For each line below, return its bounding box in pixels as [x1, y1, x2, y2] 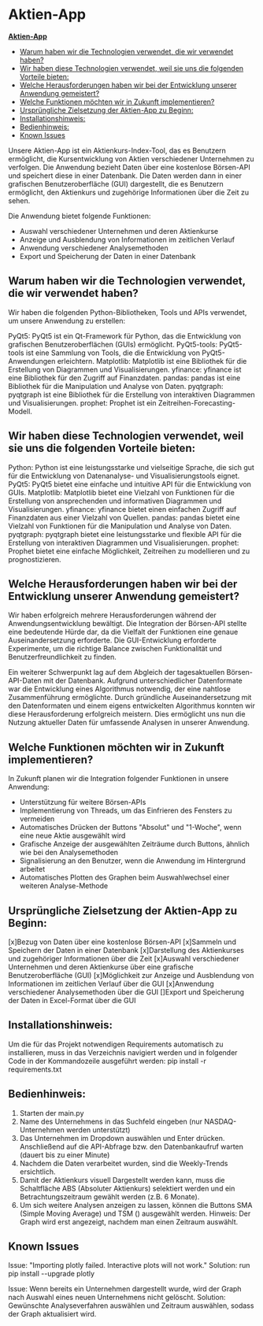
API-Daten [8, 676, 42, 686]
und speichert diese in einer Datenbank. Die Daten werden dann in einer [8, 171, 243, 180]
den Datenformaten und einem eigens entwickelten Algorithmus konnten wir [8, 701, 256, 710]
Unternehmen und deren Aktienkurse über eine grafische [8, 962, 194, 972]
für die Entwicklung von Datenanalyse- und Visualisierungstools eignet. [8, 471, 240, 480]
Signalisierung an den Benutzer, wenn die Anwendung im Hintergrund [19, 856, 246, 865]
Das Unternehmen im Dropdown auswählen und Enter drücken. [19, 1133, 225, 1143]
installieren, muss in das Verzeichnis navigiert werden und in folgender [8, 1047, 238, 1057]
